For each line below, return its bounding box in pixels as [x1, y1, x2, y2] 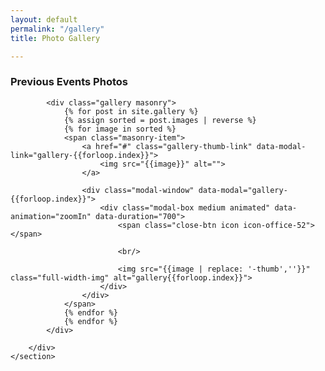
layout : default [10, 14, 78, 25]
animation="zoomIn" [10, 211, 92, 221]
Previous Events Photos [10, 75, 128, 89]
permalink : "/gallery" [10, 24, 105, 34]
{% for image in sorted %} [63, 124, 177, 134]
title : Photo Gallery [10, 33, 101, 43]
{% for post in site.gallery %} [63, 106, 199, 116]
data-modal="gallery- [198, 185, 288, 195]
